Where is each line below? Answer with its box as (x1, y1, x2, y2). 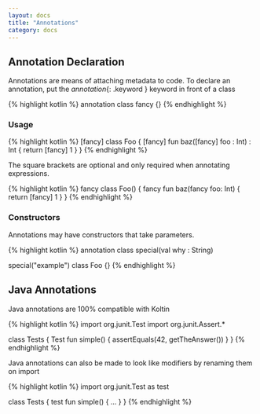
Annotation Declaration (8, 55, 125, 68)
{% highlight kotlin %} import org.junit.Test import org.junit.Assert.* (8, 319, 225, 328)
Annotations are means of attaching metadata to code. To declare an (8, 76, 231, 86)
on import (8, 366, 40, 376)
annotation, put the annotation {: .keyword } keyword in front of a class (8, 84, 236, 94)
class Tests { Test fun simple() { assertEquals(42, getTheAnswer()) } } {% (8, 335, 246, 344)
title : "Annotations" (8, 19, 79, 27)
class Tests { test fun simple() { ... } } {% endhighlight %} (8, 397, 192, 406)
